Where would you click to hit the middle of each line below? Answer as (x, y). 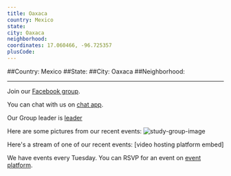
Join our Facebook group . (44, 91)
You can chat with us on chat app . (55, 104)
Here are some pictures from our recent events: (75, 131)
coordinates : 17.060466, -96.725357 (59, 45)
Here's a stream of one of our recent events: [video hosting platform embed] (115, 144)
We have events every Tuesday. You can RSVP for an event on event (104, 157)
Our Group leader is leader (45, 118)
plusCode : (21, 52)
